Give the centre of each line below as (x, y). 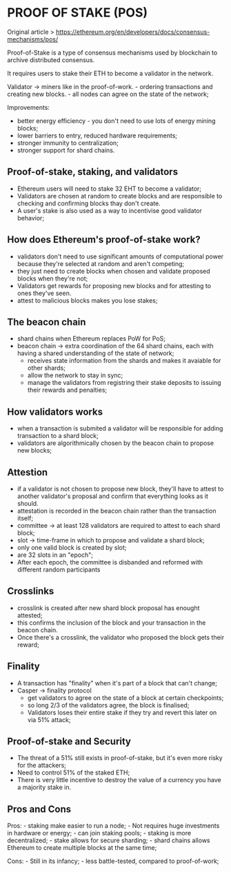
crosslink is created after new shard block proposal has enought (108, 608)
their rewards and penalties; (67, 390)
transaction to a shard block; (58, 436)
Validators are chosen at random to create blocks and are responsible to (120, 196)
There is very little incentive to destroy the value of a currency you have (119, 780)
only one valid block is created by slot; (72, 548)
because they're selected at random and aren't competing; (101, 263)
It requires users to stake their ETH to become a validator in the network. (110, 73)
